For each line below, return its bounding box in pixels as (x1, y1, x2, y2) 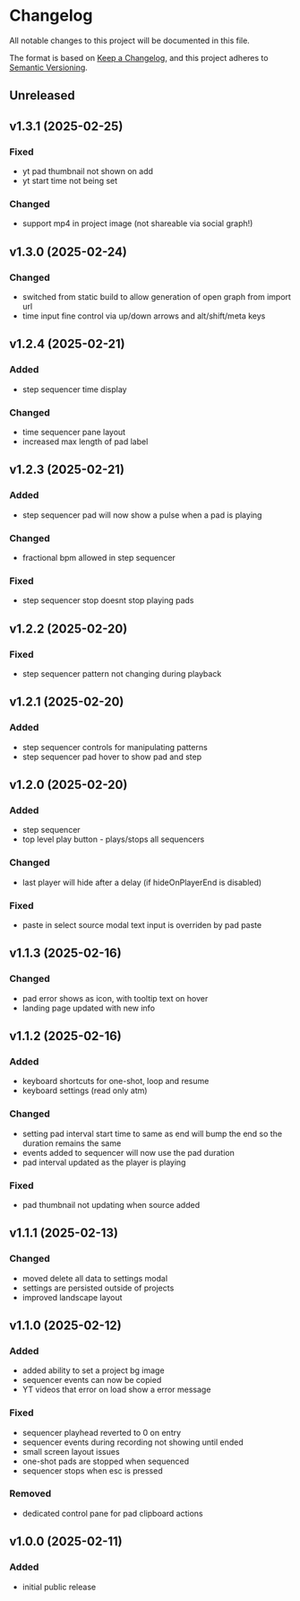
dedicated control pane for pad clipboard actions (21, 1508, 203, 1518)
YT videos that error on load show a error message (21, 1384, 211, 1395)
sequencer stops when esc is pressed (21, 1465, 163, 1476)
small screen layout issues (21, 1446, 120, 1457)
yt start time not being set (21, 176, 118, 187)
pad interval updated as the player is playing (21, 1157, 186, 1168)
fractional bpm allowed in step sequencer (21, 552, 176, 563)
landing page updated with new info (21, 1002, 155, 1013)
